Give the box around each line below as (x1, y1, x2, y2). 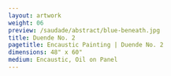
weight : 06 (8, 19, 44, 27)
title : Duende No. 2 (8, 33, 76, 42)
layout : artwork (8, 11, 61, 20)
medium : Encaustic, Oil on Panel (8, 56, 118, 64)
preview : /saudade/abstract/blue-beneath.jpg (8, 26, 160, 34)
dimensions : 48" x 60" (8, 48, 83, 56)
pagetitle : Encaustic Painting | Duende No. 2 (8, 41, 164, 49)
